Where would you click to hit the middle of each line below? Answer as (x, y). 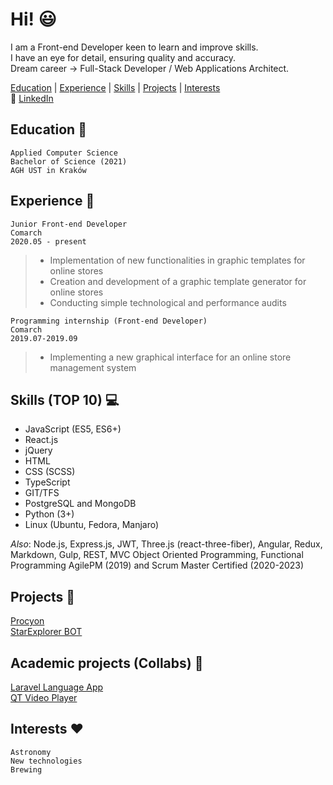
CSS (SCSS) (50, 472)
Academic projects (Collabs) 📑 (107, 663)
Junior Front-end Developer (69, 224)
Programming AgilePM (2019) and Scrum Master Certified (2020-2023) (157, 565)
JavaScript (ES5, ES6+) (73, 429)
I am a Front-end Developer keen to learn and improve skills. (134, 47)
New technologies (46, 761)
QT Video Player (44, 697)
